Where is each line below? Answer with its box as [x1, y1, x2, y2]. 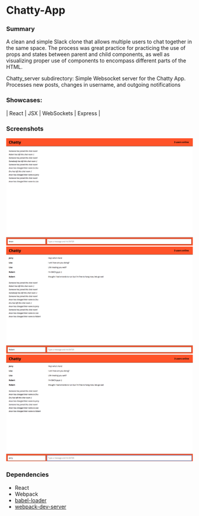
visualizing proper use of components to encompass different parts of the [6, 57, 187, 64]
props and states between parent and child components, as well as [6, 51, 170, 58]
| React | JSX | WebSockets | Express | [6, 109, 101, 116]
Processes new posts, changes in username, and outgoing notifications [6, 81, 181, 88]
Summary [6, 25, 36, 33]
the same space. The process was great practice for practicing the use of [6, 45, 186, 52]
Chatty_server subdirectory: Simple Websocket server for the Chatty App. [6, 75, 186, 82]
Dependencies [6, 470, 49, 479]
